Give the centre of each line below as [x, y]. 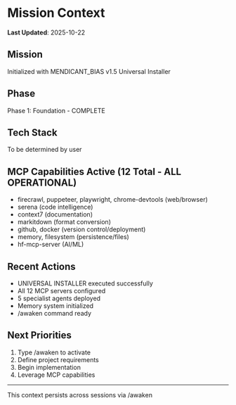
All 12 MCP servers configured [61, 291]
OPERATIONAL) [42, 182]
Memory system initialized [55, 306]
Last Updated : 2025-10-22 [46, 32]
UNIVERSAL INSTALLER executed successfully [85, 283]
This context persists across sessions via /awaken [80, 394]
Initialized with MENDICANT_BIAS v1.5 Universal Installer [89, 71]
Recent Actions [41, 266]
